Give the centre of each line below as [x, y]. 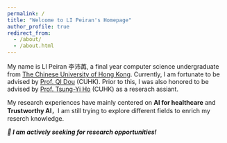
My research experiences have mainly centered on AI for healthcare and [112, 102]
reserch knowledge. [36, 118]
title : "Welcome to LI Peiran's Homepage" [69, 20]
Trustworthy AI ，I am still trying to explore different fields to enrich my [109, 111]
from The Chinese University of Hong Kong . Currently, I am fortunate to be [113, 74]
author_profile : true [39, 26]
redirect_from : [29, 33]
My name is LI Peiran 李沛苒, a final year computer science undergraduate [113, 66]
